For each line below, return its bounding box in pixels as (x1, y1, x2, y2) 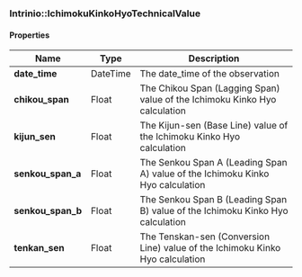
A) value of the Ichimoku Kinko (139, 167, 270, 180)
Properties (9, 30, 50, 40)
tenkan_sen (13, 242, 65, 255)
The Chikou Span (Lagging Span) (139, 82, 280, 94)
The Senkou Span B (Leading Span (139, 193, 288, 206)
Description (188, 52, 240, 65)
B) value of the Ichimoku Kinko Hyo (139, 205, 289, 218)
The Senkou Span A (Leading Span (139, 156, 288, 169)
